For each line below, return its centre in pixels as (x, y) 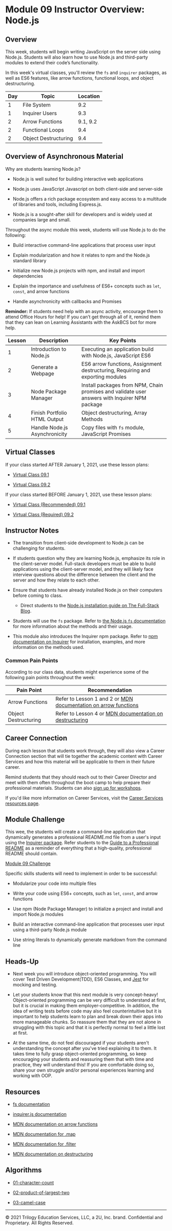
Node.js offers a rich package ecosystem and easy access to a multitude (90, 198)
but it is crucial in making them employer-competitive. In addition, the (86, 1006)
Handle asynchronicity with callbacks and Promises (67, 301)
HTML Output (47, 419)
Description (54, 340)
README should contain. (31, 854)
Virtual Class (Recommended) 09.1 (49, 504)
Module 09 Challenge (28, 864)
